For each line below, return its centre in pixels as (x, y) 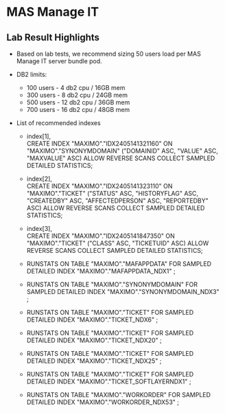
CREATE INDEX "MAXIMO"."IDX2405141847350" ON (101, 236)
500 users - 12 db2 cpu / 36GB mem (78, 102)
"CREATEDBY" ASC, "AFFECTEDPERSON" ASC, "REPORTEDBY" (117, 201)
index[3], (39, 228)
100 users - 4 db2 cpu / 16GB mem (76, 88)
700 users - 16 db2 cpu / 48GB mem (78, 110)
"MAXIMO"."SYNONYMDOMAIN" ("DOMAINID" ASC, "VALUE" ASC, (122, 151)
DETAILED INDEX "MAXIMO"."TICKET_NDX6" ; (92, 320)
